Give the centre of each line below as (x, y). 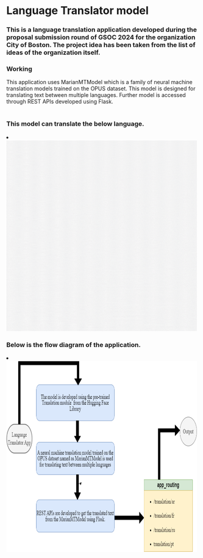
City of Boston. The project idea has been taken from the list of (101, 45)
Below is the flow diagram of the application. (74, 345)
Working (19, 69)
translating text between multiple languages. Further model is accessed (96, 95)
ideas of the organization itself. (53, 52)
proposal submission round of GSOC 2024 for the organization (101, 37)
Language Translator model (78, 11)
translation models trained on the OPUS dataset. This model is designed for (101, 88)
